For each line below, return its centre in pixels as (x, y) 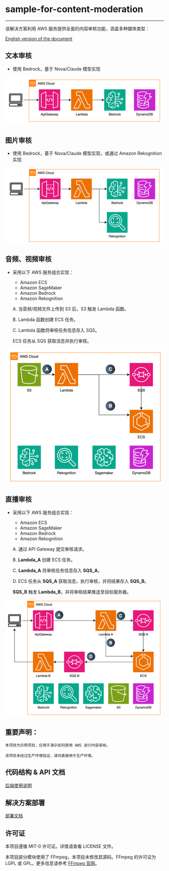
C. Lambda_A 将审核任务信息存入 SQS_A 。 (57, 570)
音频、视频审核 (28, 259)
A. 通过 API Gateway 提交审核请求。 (50, 549)
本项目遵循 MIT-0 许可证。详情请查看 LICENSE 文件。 (61, 846)
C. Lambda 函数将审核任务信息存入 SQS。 (56, 330)
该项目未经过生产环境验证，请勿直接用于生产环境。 (50, 756)
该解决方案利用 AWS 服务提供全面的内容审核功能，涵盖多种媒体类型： (77, 28)
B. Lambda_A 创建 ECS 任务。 (44, 560)
